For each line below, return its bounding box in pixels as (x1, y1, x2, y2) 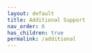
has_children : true (7, 29, 64, 36)
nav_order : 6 (7, 23, 45, 30)
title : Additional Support (7, 17, 86, 23)
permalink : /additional (7, 36, 77, 43)
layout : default (7, 10, 54, 17)
